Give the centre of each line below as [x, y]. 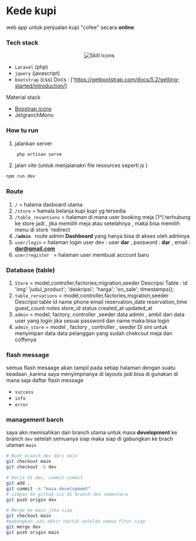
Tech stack [22, 43]
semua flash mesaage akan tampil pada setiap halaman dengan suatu [91, 368]
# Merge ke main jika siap [39, 510]
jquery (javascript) [37, 73]
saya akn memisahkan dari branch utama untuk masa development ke [92, 433]
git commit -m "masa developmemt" [49, 489]
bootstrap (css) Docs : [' [45, 80]
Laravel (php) [31, 67]
